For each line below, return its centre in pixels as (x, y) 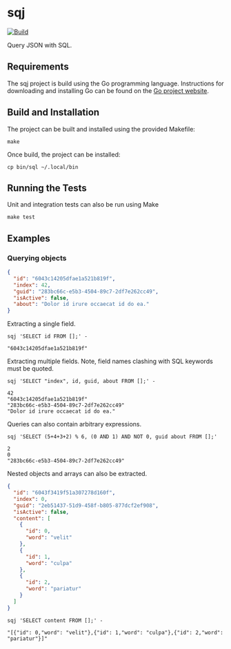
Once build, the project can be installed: (64, 154)
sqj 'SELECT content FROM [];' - (55, 620)
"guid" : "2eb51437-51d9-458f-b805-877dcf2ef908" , (86, 505)
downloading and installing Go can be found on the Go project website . (108, 90)
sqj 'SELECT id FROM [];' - (48, 337)
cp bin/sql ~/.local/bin (43, 167)
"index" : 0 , (31, 499)
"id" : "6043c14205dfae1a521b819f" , (64, 278)
